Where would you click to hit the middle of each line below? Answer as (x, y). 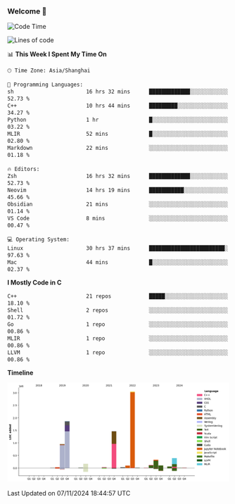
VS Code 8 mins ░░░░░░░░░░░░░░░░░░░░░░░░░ (118, 219)
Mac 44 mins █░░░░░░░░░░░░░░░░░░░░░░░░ (118, 263)
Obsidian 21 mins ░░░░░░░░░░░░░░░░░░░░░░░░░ (118, 204)
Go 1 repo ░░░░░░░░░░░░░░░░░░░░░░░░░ (118, 325)
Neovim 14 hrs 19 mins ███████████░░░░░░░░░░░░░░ (118, 190)
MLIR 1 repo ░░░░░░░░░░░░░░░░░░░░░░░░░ (118, 339)
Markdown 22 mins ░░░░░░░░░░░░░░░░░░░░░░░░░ (118, 148)
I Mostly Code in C (34, 283)
